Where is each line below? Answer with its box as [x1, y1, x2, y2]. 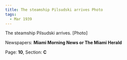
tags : [5, 12, 16, 17]
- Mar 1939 [9, 16, 32, 21]
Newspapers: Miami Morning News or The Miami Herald [5, 40, 123, 46]
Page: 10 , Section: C [5, 49, 47, 55]
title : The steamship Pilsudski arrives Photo [5, 7, 103, 12]
